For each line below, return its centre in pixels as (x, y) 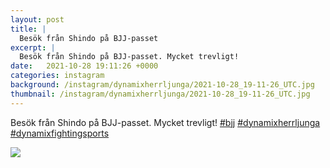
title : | (28, 29)
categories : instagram (57, 76)
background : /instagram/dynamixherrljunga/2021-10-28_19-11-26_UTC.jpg (162, 85)
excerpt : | (33, 47)
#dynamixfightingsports (60, 133)
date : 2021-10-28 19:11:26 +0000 (84, 66)
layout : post (37, 19)
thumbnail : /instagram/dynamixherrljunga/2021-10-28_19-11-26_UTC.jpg (160, 94)
